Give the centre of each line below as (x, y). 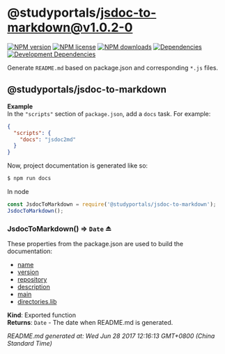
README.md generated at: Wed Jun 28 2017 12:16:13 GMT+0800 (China (111, 336)
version (28, 272)
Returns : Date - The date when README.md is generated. (90, 323)
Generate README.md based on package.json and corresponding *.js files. (113, 67)
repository (32, 280)
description (33, 287)
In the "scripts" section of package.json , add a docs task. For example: (109, 113)
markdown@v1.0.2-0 (70, 27)
